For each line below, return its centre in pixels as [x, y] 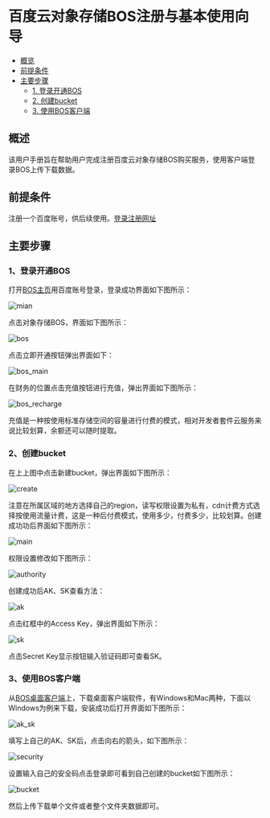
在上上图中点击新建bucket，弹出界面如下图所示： [90, 472]
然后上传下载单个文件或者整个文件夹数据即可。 [86, 806]
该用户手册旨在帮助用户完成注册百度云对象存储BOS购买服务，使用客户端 [128, 159]
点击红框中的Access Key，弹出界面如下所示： [84, 623]
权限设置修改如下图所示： [51, 558]
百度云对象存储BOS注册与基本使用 [122, 16]
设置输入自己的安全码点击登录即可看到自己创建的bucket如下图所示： [122, 773]
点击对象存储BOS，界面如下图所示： [68, 323]
